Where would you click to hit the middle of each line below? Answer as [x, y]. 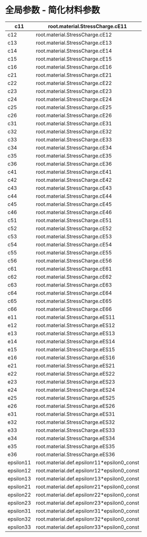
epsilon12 [19, 470]
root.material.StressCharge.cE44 [74, 196]
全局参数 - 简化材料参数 [53, 10]
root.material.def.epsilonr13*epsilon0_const [88, 478]
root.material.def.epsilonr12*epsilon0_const [88, 470]
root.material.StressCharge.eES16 [75, 357]
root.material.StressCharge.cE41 [74, 172]
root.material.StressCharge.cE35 [74, 155]
